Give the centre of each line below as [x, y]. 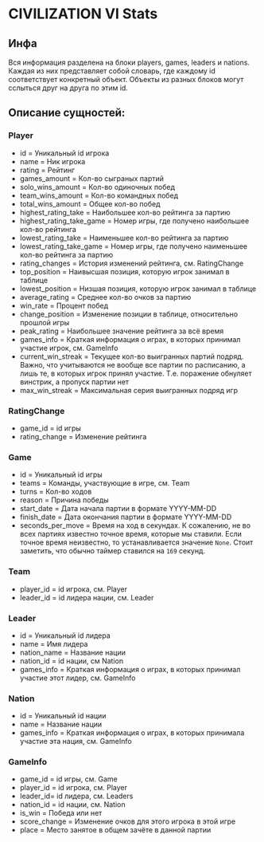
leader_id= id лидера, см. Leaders [76, 796]
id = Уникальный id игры [61, 474]
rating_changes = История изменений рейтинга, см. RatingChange [132, 263]
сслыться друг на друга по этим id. [68, 88]
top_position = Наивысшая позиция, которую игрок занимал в [124, 271]
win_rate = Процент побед [64, 305]
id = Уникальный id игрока [64, 153]
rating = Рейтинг [47, 170]
